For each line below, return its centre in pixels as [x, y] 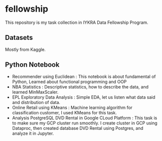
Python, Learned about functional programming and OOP [69, 82]
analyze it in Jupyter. [33, 133]
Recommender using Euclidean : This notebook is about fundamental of [84, 76]
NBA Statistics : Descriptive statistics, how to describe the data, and [80, 87]
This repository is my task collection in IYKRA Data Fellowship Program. [77, 22]
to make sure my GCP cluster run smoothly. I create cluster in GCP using [85, 123]
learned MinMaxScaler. [35, 92]
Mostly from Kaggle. [26, 49]
